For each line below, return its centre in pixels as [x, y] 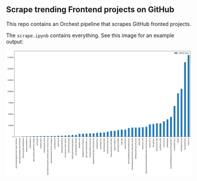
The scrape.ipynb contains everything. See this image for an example [90, 35]
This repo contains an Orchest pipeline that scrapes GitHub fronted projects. [99, 24]
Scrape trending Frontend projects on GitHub [90, 10]
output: [15, 41]
